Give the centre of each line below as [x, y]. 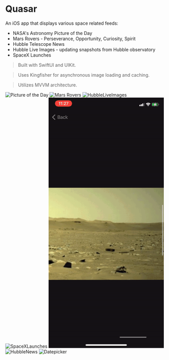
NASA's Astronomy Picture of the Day [52, 33]
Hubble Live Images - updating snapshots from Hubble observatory [84, 49]
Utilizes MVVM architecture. [47, 85]
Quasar [21, 9]
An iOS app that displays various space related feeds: [62, 23]
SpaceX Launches [32, 55]
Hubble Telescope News [39, 44]
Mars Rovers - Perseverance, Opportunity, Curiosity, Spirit [74, 39]
